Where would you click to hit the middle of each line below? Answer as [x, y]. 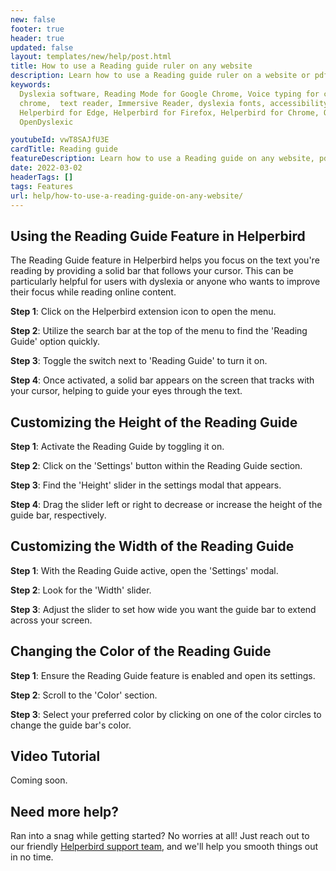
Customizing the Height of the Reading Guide [154, 422]
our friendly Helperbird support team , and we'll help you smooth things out [164, 847]
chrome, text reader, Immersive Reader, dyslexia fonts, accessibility [174, 103]
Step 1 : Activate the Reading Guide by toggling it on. [117, 446]
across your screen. [51, 620]
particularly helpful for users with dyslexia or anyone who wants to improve [165, 282]
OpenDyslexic [46, 122]
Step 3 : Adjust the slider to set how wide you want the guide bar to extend [163, 609]
